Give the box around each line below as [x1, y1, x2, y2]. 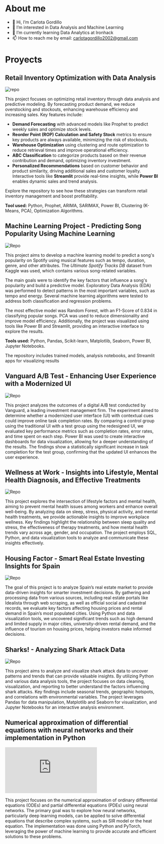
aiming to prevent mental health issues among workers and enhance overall [5, 504, 158, 509]
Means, [5, 208, 21, 214]
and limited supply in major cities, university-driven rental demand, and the [5, 621, 156, 627]
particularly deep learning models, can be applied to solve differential [5, 813, 145, 819]
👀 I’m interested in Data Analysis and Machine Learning [12, 24, 124, 30]
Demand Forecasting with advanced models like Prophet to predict [12, 121, 148, 127]
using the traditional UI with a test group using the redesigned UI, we [5, 423, 143, 429]
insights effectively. [5, 540, 45, 546]
